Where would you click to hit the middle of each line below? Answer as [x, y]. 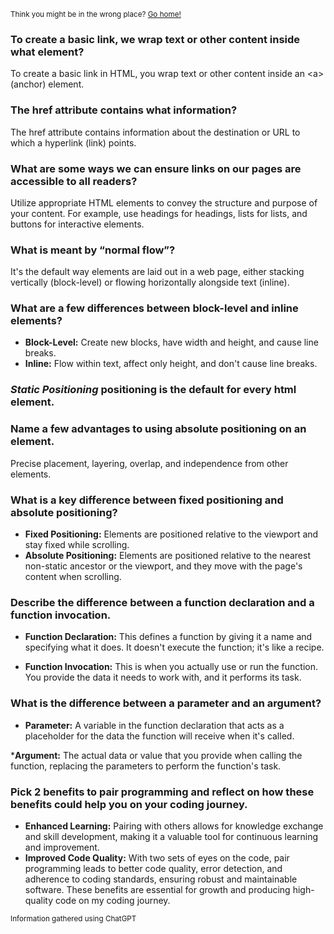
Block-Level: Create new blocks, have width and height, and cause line [171, 342]
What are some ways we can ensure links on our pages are [156, 168]
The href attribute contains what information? [124, 110]
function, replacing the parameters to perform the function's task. [146, 766]
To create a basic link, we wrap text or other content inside [155, 39]
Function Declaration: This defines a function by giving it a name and [168, 637]
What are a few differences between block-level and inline [154, 308]
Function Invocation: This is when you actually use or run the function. [171, 667]
